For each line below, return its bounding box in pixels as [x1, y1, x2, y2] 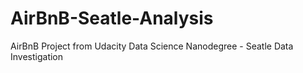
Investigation [10, 50, 64, 62]
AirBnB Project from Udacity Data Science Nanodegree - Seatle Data [10, 40, 294, 52]
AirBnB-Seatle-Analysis [10, 7, 214, 30]
